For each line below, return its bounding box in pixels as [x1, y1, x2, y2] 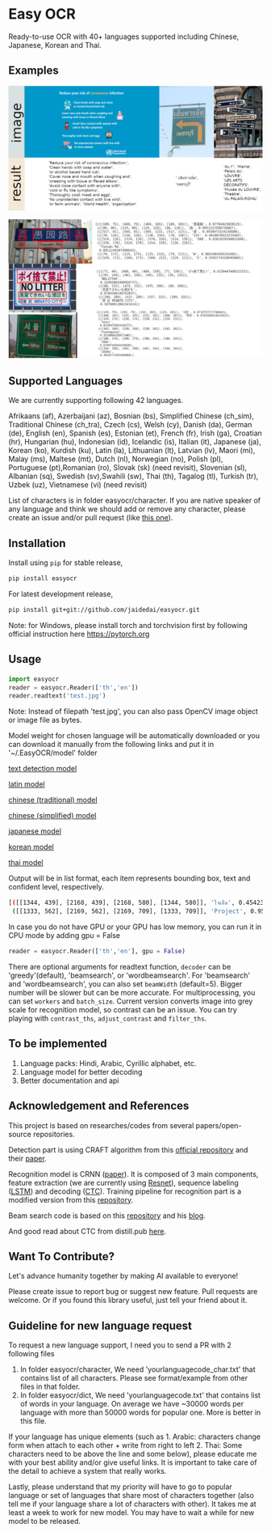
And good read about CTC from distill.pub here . [8, 1226, 167, 1236]
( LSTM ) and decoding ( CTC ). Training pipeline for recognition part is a [8, 1186, 242, 1196]
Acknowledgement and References [8, 1099, 190, 1113]
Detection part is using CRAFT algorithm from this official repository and [8, 1144, 248, 1154]
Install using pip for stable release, [8, 558, 123, 567]
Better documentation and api [19, 1076, 119, 1085]
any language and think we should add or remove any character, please [8, 504, 246, 514]
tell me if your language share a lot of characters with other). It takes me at [8, 1499, 256, 1509]
